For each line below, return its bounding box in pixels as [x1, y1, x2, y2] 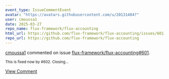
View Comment [5, 68, 37, 74]
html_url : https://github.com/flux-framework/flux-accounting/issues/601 [5, 31, 164, 36]
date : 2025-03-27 [5, 21, 42, 27]
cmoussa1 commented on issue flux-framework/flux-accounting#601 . [5, 49, 150, 56]
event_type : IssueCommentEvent [5, 7, 71, 13]
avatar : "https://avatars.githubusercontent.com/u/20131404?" [5, 12, 139, 17]
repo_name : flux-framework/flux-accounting [5, 26, 99, 31]
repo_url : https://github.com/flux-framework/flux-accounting [5, 36, 139, 41]
